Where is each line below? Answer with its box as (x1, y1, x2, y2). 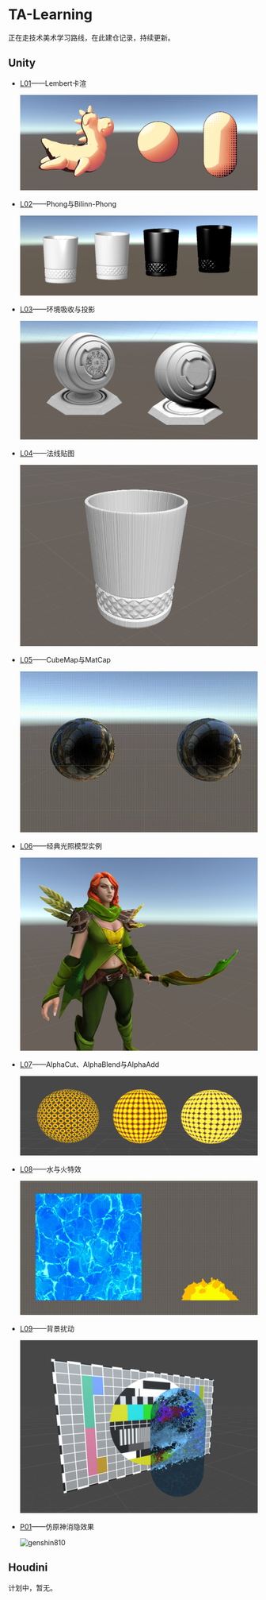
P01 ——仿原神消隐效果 (19, 1521, 95, 1531)
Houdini (8, 1561, 48, 1575)
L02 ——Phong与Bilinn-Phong (19, 199, 117, 209)
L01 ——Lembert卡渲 (19, 78, 87, 88)
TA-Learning (8, 6, 93, 24)
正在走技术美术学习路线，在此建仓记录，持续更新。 (8, 33, 175, 42)
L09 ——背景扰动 (19, 1324, 75, 1333)
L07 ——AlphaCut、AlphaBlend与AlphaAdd (19, 1059, 160, 1069)
